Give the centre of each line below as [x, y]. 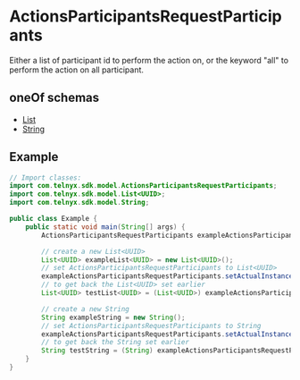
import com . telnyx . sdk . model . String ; [79, 203]
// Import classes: [46, 177]
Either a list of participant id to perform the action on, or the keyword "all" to [149, 60]
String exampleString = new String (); [113, 317]
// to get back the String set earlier [116, 342]
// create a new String [85, 309]
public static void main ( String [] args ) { [105, 227]
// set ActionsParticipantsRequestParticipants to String [151, 325]
